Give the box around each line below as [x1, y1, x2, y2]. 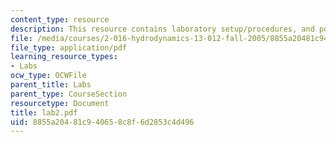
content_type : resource [10, 14, 110, 25]
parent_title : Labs [10, 80, 92, 90]
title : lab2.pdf [10, 107, 78, 118]
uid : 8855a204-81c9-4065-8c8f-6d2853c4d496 [10, 117, 195, 127]
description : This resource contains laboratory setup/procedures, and [10, 24, 315, 34]
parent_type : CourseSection [10, 89, 128, 99]
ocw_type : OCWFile [10, 71, 87, 81]
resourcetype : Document [10, 98, 110, 108]
